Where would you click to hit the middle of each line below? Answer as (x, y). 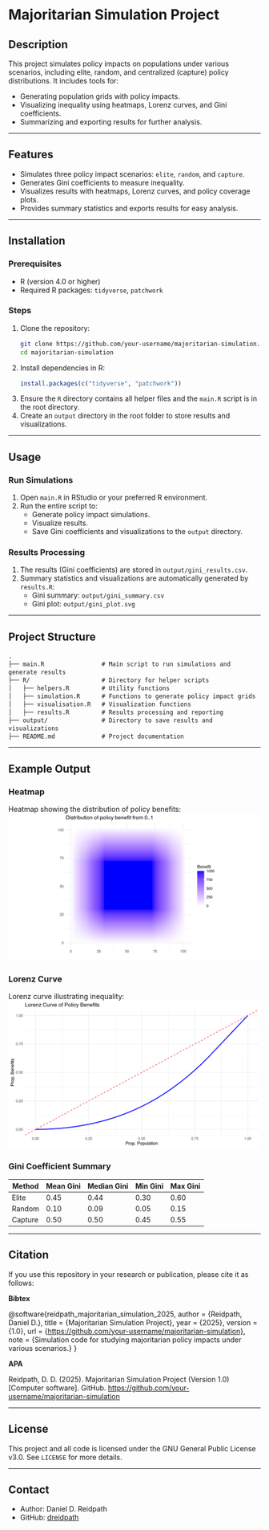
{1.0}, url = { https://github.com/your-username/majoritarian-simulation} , (127, 1331)
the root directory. (50, 407)
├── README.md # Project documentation (96, 736)
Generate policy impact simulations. (91, 515)
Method (25, 1185)
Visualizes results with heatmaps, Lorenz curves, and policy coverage (135, 191)
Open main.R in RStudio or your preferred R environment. (114, 498)
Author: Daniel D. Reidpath (64, 1509)
